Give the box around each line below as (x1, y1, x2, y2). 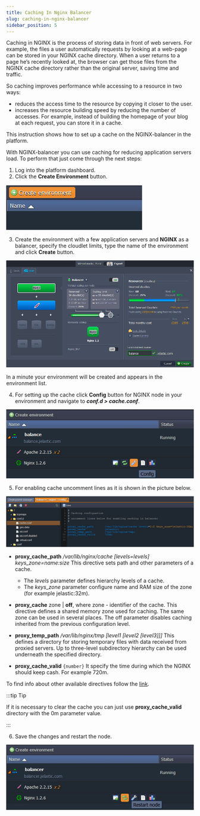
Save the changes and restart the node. (14, 733, 112, 740)
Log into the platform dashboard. (14, 167, 96, 174)
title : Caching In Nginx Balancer (6, 10, 92, 15)
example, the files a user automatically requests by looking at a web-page (6, 45, 187, 53)
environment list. (6, 379, 48, 387)
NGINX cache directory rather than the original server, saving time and (6, 64, 179, 72)
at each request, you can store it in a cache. (14, 119, 123, 126)
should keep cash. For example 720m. (14, 669, 109, 676)
